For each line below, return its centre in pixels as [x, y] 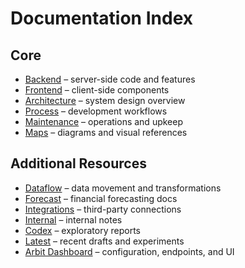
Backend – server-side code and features [110, 79]
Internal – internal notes [73, 219]
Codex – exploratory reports [82, 230]
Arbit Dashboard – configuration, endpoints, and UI [129, 251]
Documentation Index [101, 18]
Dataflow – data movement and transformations [123, 188]
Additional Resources [78, 163]
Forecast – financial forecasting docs [101, 198]
